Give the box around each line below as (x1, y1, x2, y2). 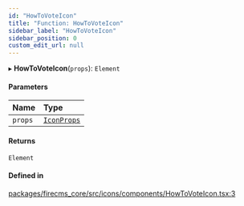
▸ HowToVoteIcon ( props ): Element (8, 63, 120, 73)
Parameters (8, 82, 48, 91)
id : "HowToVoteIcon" (8, 11, 78, 20)
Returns (8, 135, 36, 145)
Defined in (8, 171, 44, 180)
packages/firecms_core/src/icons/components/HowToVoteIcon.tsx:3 (8, 188, 236, 198)
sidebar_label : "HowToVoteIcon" (8, 26, 116, 34)
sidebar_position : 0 (8, 34, 78, 42)
